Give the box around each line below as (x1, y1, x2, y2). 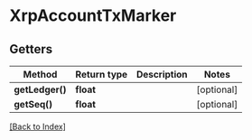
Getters (9, 42, 53, 57)
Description (135, 69, 188, 80)
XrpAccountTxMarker (9, 5, 177, 26)
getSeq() (14, 98, 53, 110)
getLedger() (14, 83, 67, 96)
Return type (75, 69, 128, 80)
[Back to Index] (9, 121, 66, 132)
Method (23, 69, 58, 80)
